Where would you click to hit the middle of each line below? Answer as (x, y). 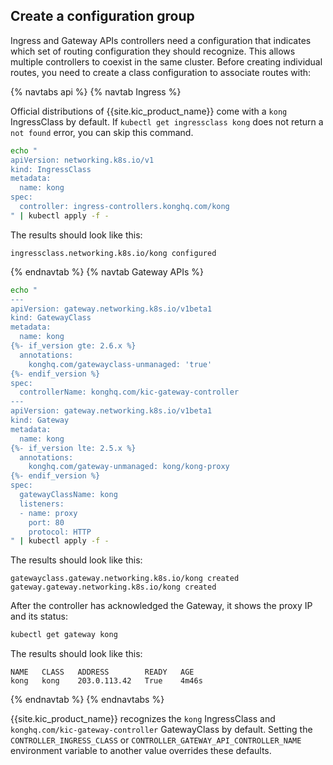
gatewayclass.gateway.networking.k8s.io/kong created (125, 579)
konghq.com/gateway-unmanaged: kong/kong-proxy (129, 467)
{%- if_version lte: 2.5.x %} (73, 448)
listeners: (42, 504)
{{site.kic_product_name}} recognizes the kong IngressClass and (143, 719)
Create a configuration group (102, 16)
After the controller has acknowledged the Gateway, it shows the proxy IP (161, 606)
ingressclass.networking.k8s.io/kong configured (113, 253)
